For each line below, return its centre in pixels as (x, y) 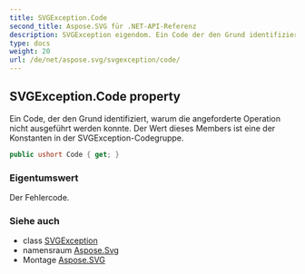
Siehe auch (35, 220)
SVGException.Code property (95, 97)
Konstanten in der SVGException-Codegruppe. (97, 138)
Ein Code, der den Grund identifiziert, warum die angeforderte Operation (145, 118)
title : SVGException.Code (58, 18)
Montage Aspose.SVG (64, 260)
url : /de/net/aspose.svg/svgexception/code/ (95, 60)
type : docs (30, 43)
